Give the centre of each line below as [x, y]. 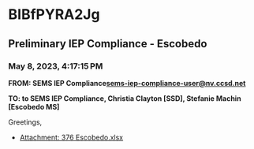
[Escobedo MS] [34, 106]
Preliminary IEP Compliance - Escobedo [108, 44]
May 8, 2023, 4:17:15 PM [56, 66]
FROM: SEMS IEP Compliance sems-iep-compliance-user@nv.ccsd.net [127, 83]
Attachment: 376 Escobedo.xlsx [71, 137]
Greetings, [25, 122]
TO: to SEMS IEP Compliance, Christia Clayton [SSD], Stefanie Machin [125, 98]
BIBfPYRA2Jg [54, 15]
